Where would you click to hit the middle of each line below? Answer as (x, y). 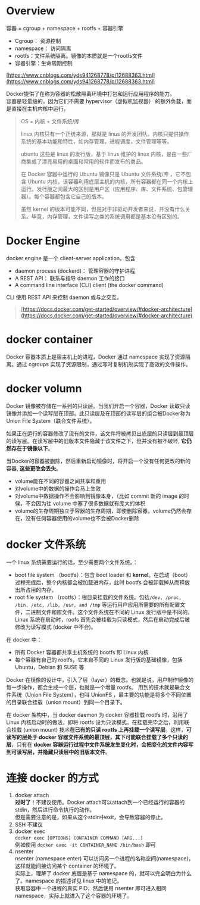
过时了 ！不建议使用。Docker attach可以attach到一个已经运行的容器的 (100, 802)
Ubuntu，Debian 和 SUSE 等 (49, 667)
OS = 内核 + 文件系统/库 (50, 121)
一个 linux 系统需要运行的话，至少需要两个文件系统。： (72, 562)
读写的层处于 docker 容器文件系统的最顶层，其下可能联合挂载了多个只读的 (97, 737)
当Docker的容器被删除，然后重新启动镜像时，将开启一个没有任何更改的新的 (99, 461)
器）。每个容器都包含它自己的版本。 (64, 196)
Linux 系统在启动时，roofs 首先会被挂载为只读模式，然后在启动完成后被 (102, 619)
